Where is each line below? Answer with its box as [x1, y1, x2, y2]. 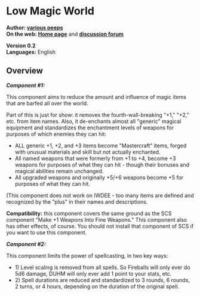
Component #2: [6, 240, 46, 247]
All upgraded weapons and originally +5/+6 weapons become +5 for [14, 174, 184, 181]
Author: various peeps [6, 24, 63, 31]
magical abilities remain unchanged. [14, 167, 104, 174]
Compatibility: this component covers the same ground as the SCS [6, 210, 172, 217]
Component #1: [6, 81, 45, 89]
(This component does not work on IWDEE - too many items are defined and [6, 192, 194, 199]
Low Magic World [6, 4, 94, 18]
